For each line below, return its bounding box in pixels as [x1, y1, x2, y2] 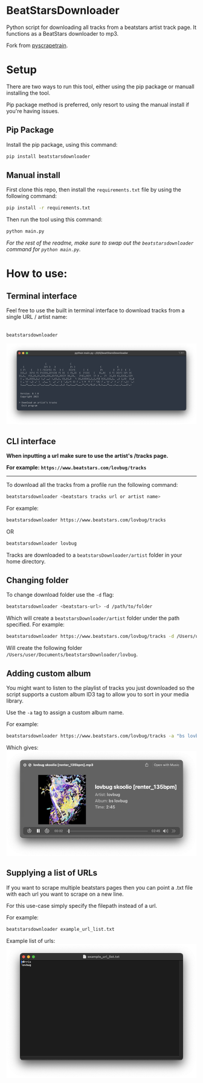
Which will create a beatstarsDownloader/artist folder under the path [6, 614, 180, 622]
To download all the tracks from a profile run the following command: [6, 481, 178, 488]
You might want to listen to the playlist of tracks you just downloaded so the [6, 684, 195, 692]
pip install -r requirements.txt [6, 205, 91, 211]
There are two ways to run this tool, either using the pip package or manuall [6, 83, 195, 90]
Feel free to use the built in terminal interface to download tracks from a [6, 307, 185, 314]
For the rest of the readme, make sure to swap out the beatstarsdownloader [6, 239, 194, 246]
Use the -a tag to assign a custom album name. [6, 709, 124, 716]
